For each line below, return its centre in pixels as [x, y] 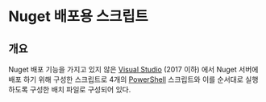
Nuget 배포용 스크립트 [78, 16]
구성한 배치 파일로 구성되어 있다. [80, 90]
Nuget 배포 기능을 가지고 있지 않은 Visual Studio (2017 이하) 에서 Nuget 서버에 [133, 69]
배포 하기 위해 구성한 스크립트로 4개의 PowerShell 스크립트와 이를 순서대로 [126, 80]
